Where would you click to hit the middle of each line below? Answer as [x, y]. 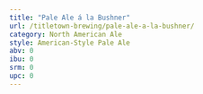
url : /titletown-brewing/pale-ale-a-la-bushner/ [102, 26]
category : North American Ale [66, 34]
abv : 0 [22, 51]
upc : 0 [22, 76]
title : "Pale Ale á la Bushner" [70, 17]
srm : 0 [22, 68]
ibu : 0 [22, 59]
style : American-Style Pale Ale [70, 43]
